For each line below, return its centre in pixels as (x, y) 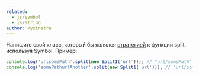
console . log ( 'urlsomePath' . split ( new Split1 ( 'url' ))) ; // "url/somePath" (99, 62)
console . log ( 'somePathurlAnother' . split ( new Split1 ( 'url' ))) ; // (89, 67)
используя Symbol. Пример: (42, 51)
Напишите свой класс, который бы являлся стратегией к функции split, (96, 45)
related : (17, 11)
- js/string (26, 22)
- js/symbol (26, 17)
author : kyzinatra (29, 28)
